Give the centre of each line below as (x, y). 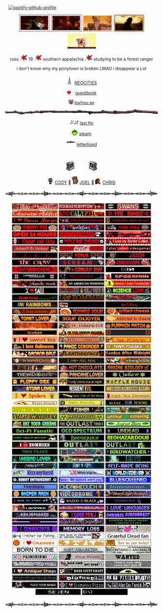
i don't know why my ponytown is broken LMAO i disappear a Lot (81, 69)
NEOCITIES (86, 83)
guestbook (86, 93)
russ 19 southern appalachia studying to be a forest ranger (81, 59)
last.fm (87, 123)
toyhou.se (84, 103)
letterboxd (87, 144)
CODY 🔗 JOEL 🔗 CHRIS (85, 182)
